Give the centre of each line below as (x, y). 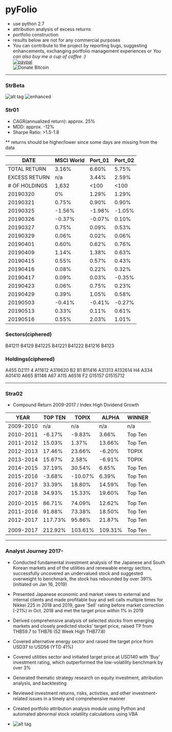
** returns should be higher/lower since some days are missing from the (81, 142)
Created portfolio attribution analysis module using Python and (79, 708)
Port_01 (99, 160)
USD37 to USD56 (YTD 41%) (43, 647)
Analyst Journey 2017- (34, 551)
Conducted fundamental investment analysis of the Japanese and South (89, 562)
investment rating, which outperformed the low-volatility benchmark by (88, 662)
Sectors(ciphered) (29, 334)
